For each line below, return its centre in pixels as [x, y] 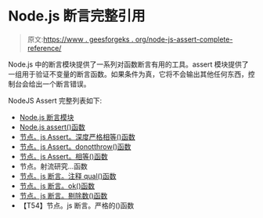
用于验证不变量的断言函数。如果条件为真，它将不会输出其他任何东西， [135, 74]
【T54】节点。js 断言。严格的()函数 [77, 205]
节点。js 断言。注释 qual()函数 [68, 176]
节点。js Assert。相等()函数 [63, 156]
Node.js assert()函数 [52, 127]
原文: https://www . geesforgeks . [80, 39]
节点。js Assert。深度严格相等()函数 [77, 136]
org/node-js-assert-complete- [184, 39]
